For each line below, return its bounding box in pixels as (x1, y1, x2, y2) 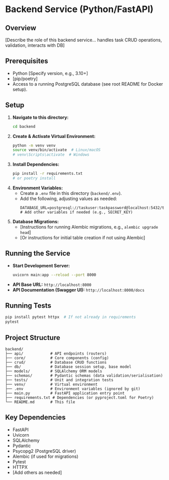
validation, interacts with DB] (5, 42, 65, 48)
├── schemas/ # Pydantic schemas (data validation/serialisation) (5, 373, 163, 378)
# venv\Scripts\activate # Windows (12, 152, 90, 157)
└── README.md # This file (5, 399, 75, 404)
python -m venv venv (12, 143, 56, 148)
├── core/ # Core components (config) (5, 355, 109, 361)
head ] (20, 229, 31, 235)
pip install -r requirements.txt (12, 171, 83, 176)
